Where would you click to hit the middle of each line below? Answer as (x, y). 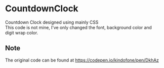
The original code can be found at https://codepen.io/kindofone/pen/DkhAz (82, 60)
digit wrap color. (22, 33)
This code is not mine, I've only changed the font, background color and (79, 27)
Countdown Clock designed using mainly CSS (52, 22)
